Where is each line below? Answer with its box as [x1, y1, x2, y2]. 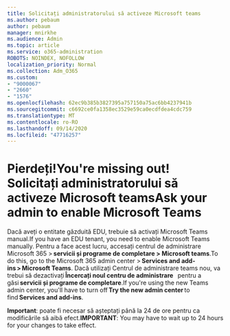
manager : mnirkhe [7, 29, 57, 36]
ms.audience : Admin [7, 36, 63, 43]
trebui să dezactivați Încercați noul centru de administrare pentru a [7, 271, 202, 280]
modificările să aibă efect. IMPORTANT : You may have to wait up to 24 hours [7, 314, 224, 322]
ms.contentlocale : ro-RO [7, 118, 78, 126]
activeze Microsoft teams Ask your [7, 190, 207, 206]
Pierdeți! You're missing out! [7, 161, 170, 177]
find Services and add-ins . [7, 293, 84, 302]
